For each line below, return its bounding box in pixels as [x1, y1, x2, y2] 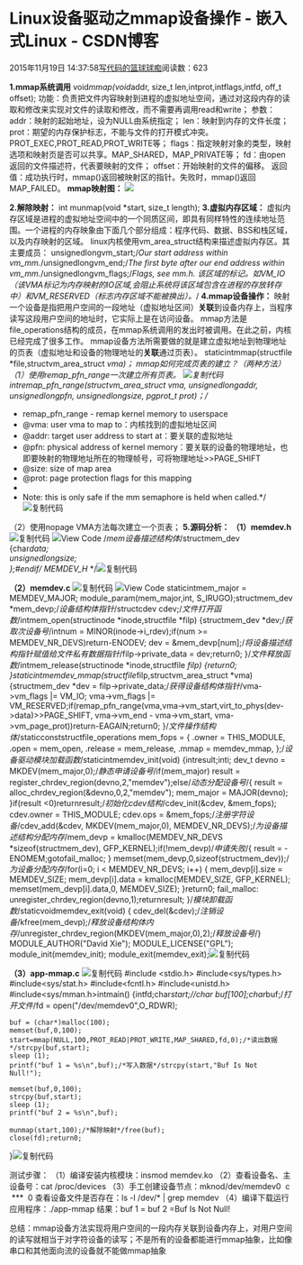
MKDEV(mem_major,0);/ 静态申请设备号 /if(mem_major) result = [9, 765, 241, 776]
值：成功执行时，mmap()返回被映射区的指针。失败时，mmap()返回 [9, 171, 256, 182]
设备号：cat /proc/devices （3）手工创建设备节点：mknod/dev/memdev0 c [9, 1180, 290, 1191]
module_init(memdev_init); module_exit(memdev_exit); [9, 949, 209, 959]
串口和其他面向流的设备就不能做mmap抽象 [9, 1245, 166, 1256]
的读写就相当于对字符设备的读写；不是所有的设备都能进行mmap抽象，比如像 [9, 1233, 292, 1244]
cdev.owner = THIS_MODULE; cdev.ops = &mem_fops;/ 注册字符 [9, 809, 247, 820]
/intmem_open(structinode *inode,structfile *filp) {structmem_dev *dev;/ [17, 614, 285, 625]
